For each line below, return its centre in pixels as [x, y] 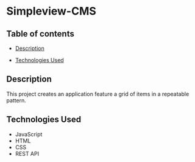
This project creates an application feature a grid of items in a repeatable [98, 94]
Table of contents [40, 34]
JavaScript [29, 134]
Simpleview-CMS [51, 11]
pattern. [16, 100]
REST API [27, 153]
